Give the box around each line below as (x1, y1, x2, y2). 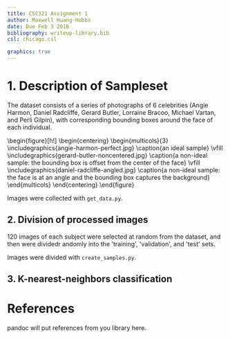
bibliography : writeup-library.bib (7, 29, 110, 37)
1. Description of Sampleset (7, 78, 168, 94)
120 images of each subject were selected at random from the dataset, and (7, 232, 221, 241)
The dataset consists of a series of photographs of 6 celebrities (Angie (7, 101, 209, 109)
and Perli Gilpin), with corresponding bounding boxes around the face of (7, 116, 213, 124)
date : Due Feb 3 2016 (7, 23, 70, 30)
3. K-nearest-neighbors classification (7, 273, 173, 285)
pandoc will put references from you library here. (7, 324, 147, 332)
